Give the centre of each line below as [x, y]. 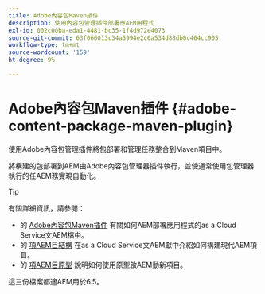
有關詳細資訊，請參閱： [47, 208]
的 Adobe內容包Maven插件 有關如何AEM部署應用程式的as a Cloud [128, 225]
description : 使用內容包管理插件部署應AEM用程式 [81, 23]
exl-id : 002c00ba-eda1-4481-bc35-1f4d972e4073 [87, 30]
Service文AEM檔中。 [54, 234]
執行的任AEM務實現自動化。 [55, 176]
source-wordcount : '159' [49, 52]
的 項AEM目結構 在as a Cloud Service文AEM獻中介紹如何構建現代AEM [135, 245]
